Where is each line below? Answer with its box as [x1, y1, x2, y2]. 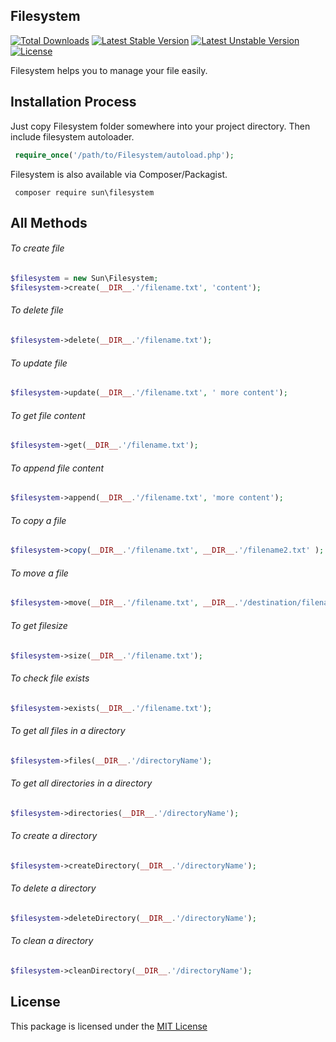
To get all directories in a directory [10, 777, 153, 789]
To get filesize [10, 619, 68, 631]
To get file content [10, 409, 86, 421]
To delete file [10, 304, 64, 316]
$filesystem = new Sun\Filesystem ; [10, 274, 159, 284]
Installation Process [10, 94, 137, 111]
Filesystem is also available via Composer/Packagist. [10, 168, 228, 180]
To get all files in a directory [10, 725, 126, 737]
